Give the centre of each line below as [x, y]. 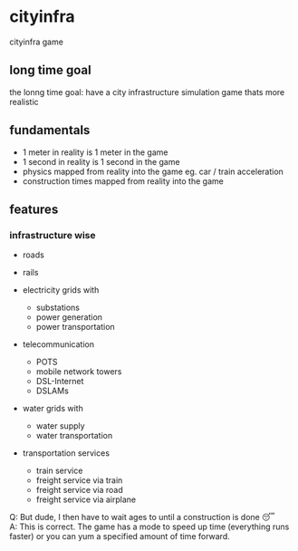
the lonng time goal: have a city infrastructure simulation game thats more [147, 92]
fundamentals [50, 130]
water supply [60, 426]
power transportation [75, 327]
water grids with [53, 409]
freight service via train [79, 480]
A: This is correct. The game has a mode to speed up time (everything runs [149, 527]
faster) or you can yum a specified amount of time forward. [120, 536]
